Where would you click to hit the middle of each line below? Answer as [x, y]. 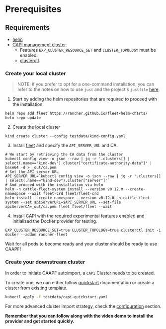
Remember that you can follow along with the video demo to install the [79, 316]
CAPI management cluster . [40, 45]
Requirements [27, 28]
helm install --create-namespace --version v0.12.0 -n [63, 198]
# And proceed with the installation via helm [54, 185]
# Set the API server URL [32, 172]
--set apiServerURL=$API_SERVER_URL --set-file [71, 202]
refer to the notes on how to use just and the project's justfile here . [88, 89]
